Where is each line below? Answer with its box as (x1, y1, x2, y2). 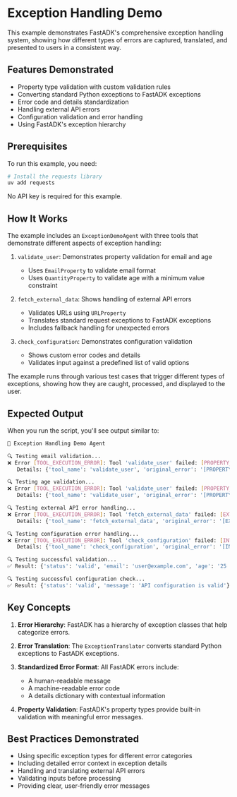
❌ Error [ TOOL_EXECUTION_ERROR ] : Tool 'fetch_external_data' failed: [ (7, 510, 224, 518)
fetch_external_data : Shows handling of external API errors (17, 295, 192, 304)
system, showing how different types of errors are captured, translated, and (7, 35, 228, 44)
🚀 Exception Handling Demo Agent (7, 440, 106, 447)
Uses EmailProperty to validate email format (28, 266, 157, 275)
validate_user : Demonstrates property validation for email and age (17, 253, 213, 261)
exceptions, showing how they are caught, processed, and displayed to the (7, 380, 226, 388)
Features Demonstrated (7, 64, 114, 76)
